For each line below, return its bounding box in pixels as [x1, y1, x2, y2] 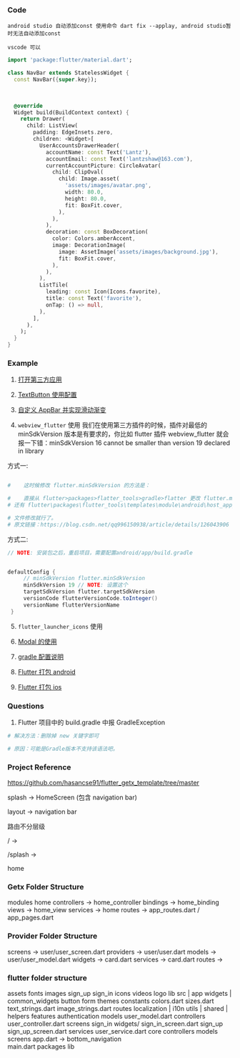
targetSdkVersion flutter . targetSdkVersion [23, 588, 155, 596]
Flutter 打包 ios [17, 682, 62, 691]
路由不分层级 [7, 822, 45, 831]
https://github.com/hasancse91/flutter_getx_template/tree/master [7, 779, 200, 787]
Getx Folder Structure [7, 882, 84, 892]
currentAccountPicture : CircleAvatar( [45, 162, 161, 169]
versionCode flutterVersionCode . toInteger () [23, 595, 159, 602]
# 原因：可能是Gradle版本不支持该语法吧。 [7, 745, 119, 752]
